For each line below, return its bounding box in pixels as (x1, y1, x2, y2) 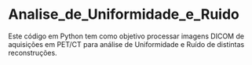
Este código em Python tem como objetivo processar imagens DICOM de (8, 31, 245, 41)
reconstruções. (8, 48, 57, 57)
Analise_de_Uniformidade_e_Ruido (8, 5, 239, 23)
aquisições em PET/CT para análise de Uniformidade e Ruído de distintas (8, 39, 245, 49)
